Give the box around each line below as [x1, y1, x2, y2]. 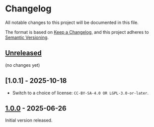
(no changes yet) [5, 62, 40, 68]
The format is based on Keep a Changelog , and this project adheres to [5, 29, 149, 35]
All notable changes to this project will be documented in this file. [5, 19, 139, 25]
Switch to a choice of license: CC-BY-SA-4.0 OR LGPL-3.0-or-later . [12, 90, 149, 96]
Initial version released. [5, 118, 53, 124]
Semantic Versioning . [5, 34, 49, 40]
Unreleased [5, 49, 42, 57]
